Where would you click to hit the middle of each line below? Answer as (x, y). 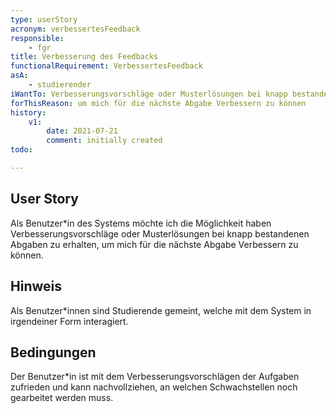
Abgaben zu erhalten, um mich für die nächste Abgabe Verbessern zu (154, 244)
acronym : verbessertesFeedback (75, 29)
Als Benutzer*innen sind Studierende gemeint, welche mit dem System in (161, 310)
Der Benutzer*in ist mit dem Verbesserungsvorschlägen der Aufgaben (155, 377)
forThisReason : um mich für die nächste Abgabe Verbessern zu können (158, 103)
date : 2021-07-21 (82, 131)
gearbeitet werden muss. (62, 398)
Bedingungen (53, 352)
